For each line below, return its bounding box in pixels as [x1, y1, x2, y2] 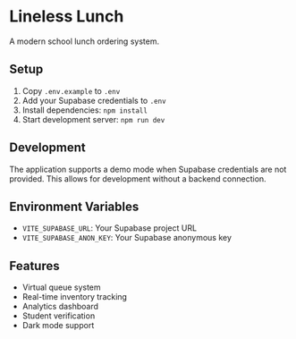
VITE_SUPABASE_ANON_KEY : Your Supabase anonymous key [21, 233, 233, 243]
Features [9, 258, 60, 274]
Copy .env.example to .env [21, 85, 121, 96]
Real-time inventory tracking [21, 292, 128, 302]
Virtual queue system [21, 282, 101, 292]
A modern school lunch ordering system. [9, 36, 159, 47]
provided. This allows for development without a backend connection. [9, 173, 266, 184]
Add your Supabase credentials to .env [21, 95, 167, 106]
